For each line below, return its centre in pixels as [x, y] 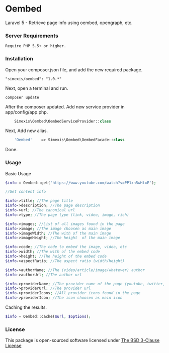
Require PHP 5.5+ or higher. [36, 46]
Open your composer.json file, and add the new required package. [74, 70]
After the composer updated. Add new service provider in [65, 106]
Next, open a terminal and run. [37, 88]
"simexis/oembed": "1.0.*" [33, 79]
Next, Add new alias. [27, 131]
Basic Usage [18, 173]
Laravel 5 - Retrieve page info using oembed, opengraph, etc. [69, 23]
